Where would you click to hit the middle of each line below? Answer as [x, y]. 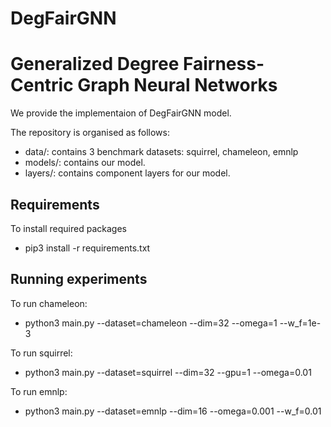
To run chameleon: [49, 303]
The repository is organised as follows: [90, 133]
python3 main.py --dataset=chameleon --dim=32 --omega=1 [151, 323]
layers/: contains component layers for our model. [127, 173]
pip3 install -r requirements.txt [87, 248]
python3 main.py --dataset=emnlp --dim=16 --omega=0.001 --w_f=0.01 [173, 411]
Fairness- [223, 64]
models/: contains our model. [85, 163]
